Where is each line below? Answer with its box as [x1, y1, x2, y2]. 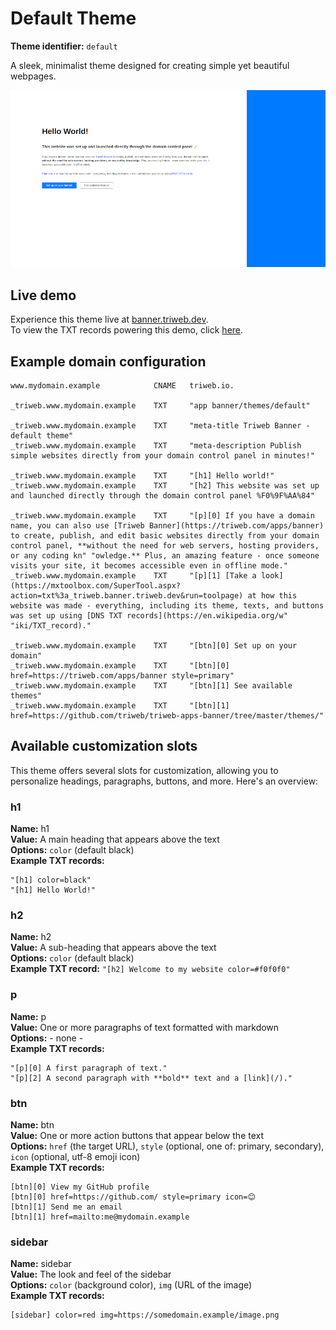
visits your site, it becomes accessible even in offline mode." [10, 561, 288, 571]
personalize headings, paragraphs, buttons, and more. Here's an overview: [10, 775, 319, 787]
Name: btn [10, 1119, 55, 1131]
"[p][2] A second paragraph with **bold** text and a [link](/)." [10, 1073, 293, 1083]
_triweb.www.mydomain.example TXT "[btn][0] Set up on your [10, 641, 298, 651]
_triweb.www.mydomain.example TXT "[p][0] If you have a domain [10, 511, 315, 521]
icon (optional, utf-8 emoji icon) [10, 1151, 141, 1163]
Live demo [10, 287, 77, 304]
